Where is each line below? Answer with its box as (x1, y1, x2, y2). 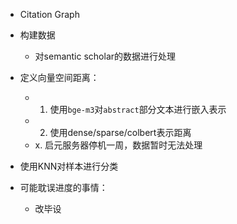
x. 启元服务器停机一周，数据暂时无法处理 (34, 139, 203, 151)
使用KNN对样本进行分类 (19, 160, 119, 172)
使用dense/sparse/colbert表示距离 (49, 127, 192, 138)
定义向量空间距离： (19, 72, 100, 83)
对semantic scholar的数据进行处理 (34, 50, 177, 62)
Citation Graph (19, 9, 80, 20)
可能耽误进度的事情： (19, 182, 108, 193)
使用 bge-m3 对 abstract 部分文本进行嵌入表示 (49, 104, 227, 115)
